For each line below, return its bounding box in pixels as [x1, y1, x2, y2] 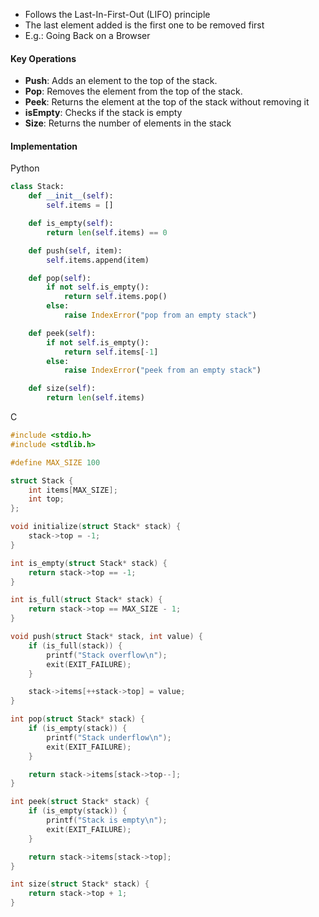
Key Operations [10, 52, 77, 64]
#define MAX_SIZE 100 [10, 457, 101, 468]
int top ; [28, 494, 65, 504]
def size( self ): [28, 384, 97, 394]
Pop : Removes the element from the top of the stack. [24, 85, 243, 98]
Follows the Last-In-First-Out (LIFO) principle [24, 9, 211, 20]
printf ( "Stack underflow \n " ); [46, 732, 172, 743]
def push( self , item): [28, 245, 123, 256]
